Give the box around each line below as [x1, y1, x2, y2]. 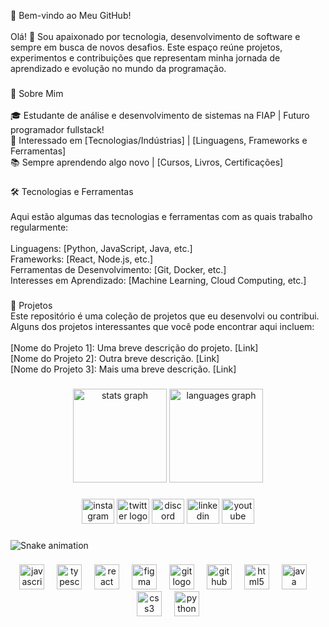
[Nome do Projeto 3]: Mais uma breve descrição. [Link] [10, 363, 237, 375]
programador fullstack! [10, 123, 105, 135]
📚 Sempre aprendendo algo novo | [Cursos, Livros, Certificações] [10, 156, 284, 168]
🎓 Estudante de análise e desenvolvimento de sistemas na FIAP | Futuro [10, 109, 310, 121]
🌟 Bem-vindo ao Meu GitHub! [10, 10, 132, 21]
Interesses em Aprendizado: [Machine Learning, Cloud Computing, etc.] [10, 274, 307, 286]
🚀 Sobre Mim [10, 87, 64, 99]
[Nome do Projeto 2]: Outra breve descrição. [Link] [10, 352, 220, 364]
